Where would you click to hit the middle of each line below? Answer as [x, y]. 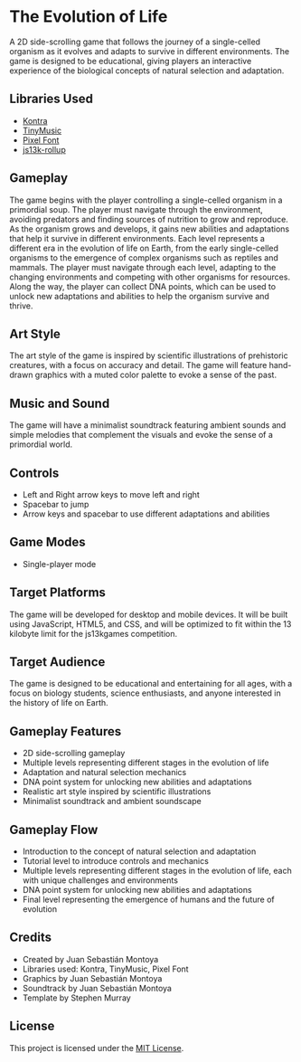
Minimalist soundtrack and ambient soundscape [112, 801]
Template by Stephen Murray [76, 998]
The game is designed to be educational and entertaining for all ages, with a [151, 684]
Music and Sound [60, 403]
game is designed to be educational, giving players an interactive [131, 61]
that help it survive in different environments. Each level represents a [137, 238]
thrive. [21, 306]
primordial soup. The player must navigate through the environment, [136, 209]
